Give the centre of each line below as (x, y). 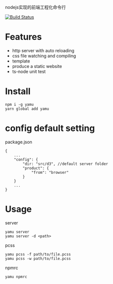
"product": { (36, 168)
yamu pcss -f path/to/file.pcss (38, 254)
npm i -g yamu (20, 104)
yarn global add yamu (27, 109)
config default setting (50, 128)
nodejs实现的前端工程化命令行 (35, 7)
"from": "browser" (50, 172)
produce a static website (37, 66)
